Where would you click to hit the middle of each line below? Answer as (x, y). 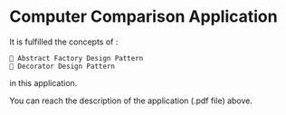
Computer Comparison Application (143, 17)
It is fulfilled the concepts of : (64, 42)
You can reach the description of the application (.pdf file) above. (131, 101)
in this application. (43, 82)
